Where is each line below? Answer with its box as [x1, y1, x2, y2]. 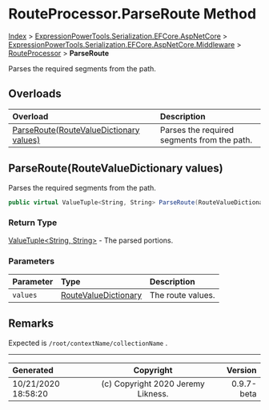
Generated [12, 364, 54, 376]
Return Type [8, 217, 58, 228]
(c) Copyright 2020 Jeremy [101, 378, 206, 389]
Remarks [8, 317, 54, 331]
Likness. [137, 388, 169, 399]
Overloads [8, 87, 62, 101]
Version [226, 364, 257, 376]
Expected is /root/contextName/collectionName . [8, 338, 168, 348]
